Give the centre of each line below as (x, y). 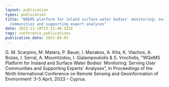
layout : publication (27, 10)
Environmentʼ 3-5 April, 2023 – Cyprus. (46, 79)
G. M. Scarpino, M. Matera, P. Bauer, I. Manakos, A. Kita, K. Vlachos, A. (78, 52)
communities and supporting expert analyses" (58, 24)
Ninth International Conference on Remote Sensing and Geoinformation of (82, 73)
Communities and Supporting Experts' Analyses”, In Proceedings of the (79, 68)
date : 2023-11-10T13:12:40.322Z (39, 29)
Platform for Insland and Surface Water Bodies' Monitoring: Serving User (80, 63)
